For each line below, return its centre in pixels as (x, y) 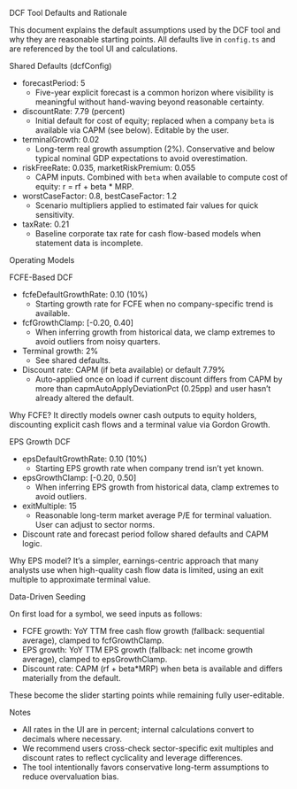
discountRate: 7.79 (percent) (73, 111)
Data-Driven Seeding (47, 596)
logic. (32, 543)
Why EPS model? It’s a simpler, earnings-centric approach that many (134, 561)
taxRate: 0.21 (46, 224)
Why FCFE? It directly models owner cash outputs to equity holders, (133, 415)
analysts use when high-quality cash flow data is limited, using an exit (136, 570)
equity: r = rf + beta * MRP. (84, 186)
